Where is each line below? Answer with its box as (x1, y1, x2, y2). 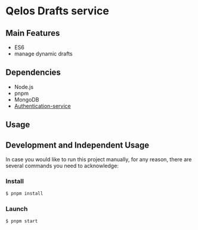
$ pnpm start (5, 218, 38, 225)
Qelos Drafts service (5, 4, 110, 18)
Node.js (14, 83, 34, 90)
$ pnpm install (5, 191, 44, 197)
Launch (5, 205, 28, 213)
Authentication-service (14, 102, 71, 109)
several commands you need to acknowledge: (5, 162, 119, 170)
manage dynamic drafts (14, 50, 73, 57)
